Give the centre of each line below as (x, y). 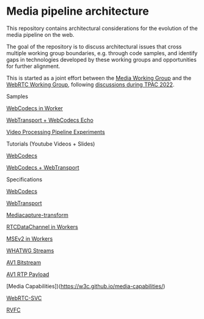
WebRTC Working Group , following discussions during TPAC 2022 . (90, 84)
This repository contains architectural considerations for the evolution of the (102, 28)
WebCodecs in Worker (35, 108)
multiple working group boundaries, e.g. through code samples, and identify (102, 53)
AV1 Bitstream (24, 262)
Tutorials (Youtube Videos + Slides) (51, 144)
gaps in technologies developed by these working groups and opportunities (101, 59)
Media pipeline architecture (78, 11)
